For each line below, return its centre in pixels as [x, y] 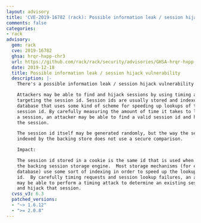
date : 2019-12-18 [33, 67]
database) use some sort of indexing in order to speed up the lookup [107, 172]
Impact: [26, 150]
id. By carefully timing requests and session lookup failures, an [104, 177]
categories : [21, 28]
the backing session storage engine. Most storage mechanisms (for [104, 166]
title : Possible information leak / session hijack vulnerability [96, 73]
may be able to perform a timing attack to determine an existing [101, 183]
